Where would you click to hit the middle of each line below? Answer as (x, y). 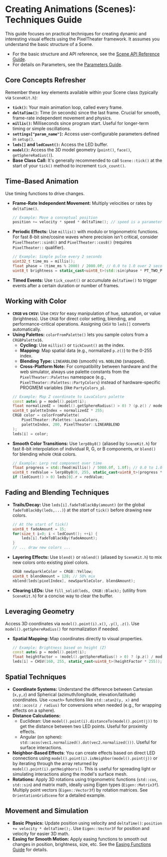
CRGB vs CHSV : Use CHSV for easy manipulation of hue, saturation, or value (86, 313)
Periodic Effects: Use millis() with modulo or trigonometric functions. (85, 232)
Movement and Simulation (47, 811)
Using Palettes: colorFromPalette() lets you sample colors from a (80, 334)
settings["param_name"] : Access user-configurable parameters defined (86, 134)
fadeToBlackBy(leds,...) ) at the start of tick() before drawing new (82, 510)
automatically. (27, 329)
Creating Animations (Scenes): (71, 9)
